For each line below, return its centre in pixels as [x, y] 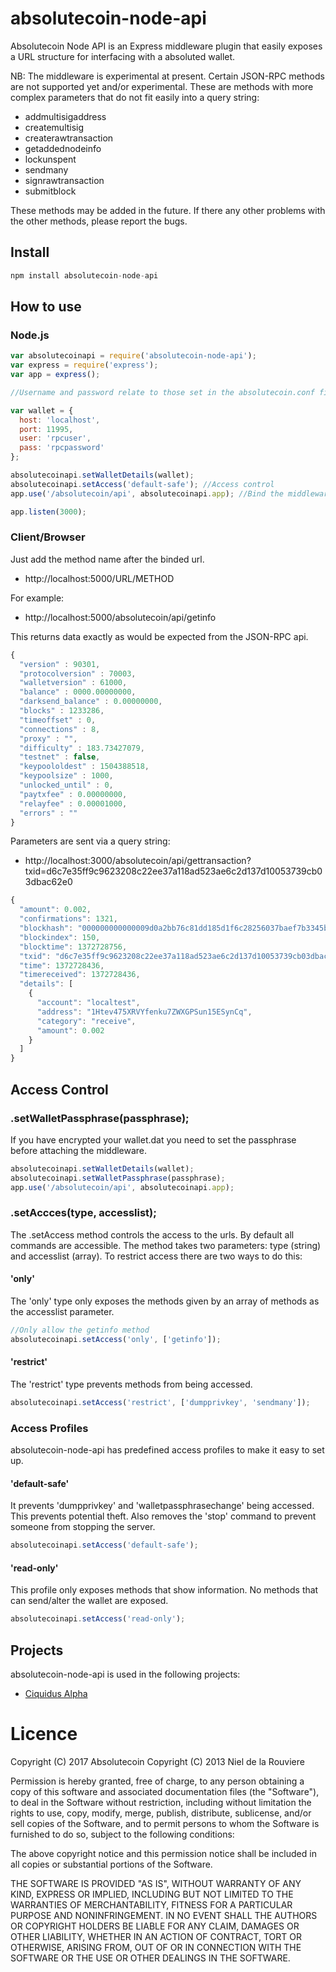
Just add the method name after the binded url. [107, 559]
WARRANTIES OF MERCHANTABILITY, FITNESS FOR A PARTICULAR [151, 1905]
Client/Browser [48, 537]
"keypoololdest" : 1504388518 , [84, 767]
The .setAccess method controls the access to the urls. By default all [152, 1234]
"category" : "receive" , [86, 1021]
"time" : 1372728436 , [62, 965]
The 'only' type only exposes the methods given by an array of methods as [165, 1301]
